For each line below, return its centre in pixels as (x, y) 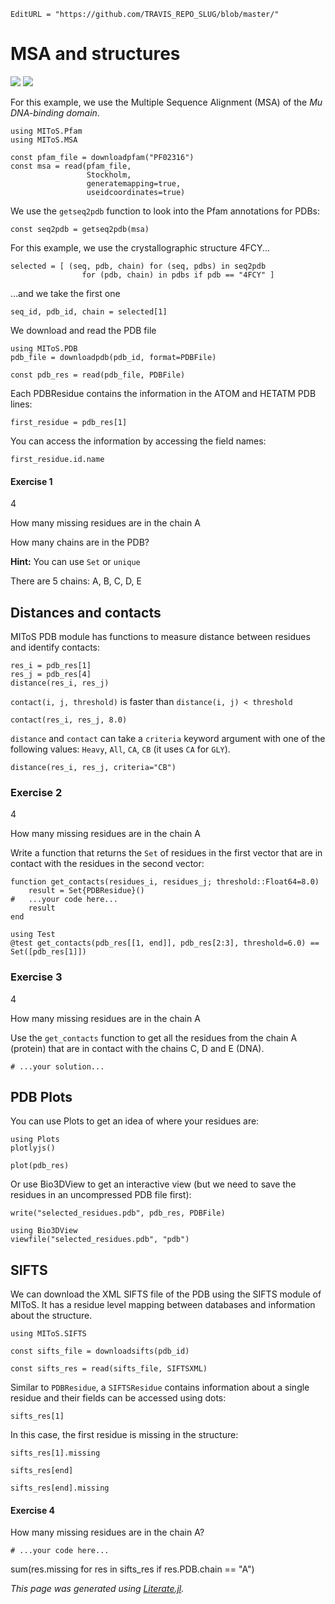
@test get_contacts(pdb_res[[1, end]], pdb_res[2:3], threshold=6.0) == (165, 943)
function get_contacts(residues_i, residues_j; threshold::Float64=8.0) (165, 882)
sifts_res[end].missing (60, 1488)
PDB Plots (41, 1096)
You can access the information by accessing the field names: (138, 441)
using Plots (35, 1140)
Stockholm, (109, 175)
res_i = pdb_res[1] (51, 665)
